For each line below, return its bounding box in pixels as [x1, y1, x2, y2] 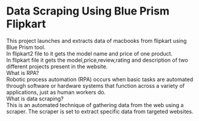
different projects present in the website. [6, 62, 108, 70]
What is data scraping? [6, 95, 64, 102]
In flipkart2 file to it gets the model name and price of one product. [6, 50, 173, 57]
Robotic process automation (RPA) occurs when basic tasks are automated [6, 76, 194, 83]
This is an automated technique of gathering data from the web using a [6, 101, 184, 108]
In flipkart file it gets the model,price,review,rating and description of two [6, 56, 188, 64]
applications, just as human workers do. [6, 88, 106, 96]
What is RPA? [6, 69, 39, 76]
